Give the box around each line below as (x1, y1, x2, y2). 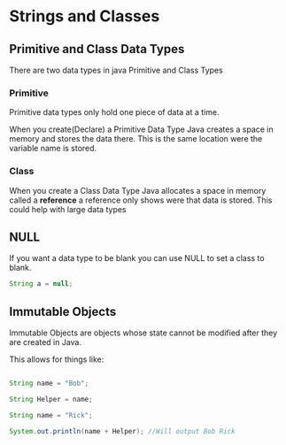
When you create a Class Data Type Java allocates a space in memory (9, 185, 267, 196)
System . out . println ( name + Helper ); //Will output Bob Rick (9, 426, 236, 435)
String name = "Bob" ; (9, 379, 89, 388)
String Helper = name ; (9, 395, 93, 403)
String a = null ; (9, 280, 73, 288)
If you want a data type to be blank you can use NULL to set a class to (9, 253, 265, 264)
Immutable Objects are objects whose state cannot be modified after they (9, 327, 278, 338)
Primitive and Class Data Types (9, 42, 185, 57)
